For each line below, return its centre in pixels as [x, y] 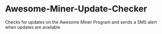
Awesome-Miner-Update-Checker [76, 9]
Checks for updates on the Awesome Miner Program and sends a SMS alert [81, 22]
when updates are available [33, 27]
